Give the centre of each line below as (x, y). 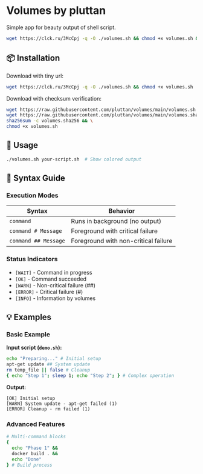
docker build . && (35, 453)
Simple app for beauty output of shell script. (61, 27)
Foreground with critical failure (114, 231)
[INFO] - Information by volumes (55, 298)
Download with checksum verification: (54, 98)
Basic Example (28, 334)
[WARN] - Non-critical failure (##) (55, 285)
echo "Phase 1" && (35, 448)
